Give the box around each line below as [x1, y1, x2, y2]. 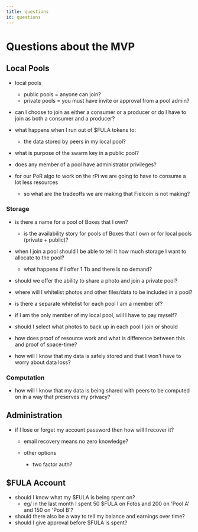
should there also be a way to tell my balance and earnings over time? [14, 512, 185, 520]
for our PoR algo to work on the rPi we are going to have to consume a [14, 172, 186, 179]
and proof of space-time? [14, 341, 77, 348]
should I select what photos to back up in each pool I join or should [14, 323, 178, 330]
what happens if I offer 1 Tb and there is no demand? [23, 265, 152, 273]
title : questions [6, 8, 49, 15]
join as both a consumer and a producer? [14, 115, 115, 122]
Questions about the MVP [6, 40, 135, 53]
